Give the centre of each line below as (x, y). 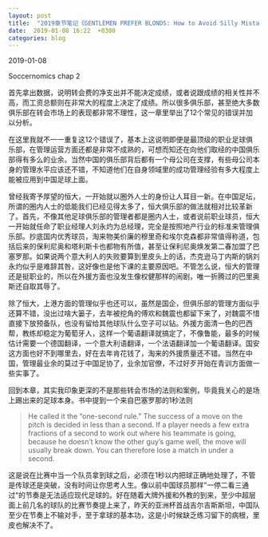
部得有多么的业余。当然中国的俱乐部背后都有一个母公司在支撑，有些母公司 (130, 160)
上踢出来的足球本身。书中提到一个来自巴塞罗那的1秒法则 (100, 400)
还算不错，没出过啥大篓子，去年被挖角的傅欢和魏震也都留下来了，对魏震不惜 (134, 313)
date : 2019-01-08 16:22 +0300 (62, 30)
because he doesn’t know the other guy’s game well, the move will (137, 442)
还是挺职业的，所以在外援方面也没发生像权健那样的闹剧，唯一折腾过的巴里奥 (134, 276)
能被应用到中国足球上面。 (50, 180)
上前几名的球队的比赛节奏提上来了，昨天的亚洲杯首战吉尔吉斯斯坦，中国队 (137, 505)
